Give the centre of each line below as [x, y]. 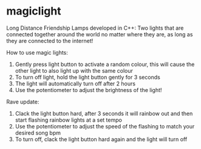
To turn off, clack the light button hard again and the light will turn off [101, 139]
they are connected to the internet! [50, 41]
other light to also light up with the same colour [74, 70]
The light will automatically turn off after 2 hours [75, 84]
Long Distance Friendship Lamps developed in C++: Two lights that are [95, 28]
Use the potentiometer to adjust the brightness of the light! [88, 90]
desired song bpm [38, 133]
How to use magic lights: [37, 52]
